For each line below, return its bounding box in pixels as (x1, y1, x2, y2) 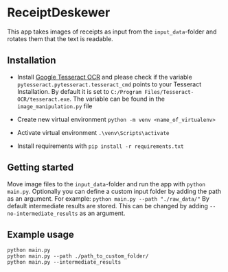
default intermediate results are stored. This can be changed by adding (7, 201, 208, 210)
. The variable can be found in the (69, 95, 165, 103)
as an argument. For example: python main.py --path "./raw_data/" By (7, 194, 209, 203)
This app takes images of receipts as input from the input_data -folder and (7, 27, 217, 36)
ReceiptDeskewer (7, 5, 111, 21)
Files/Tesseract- (144, 88, 194, 95)
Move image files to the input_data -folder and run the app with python (7, 180, 206, 188)
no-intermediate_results (7, 210, 78, 217)
